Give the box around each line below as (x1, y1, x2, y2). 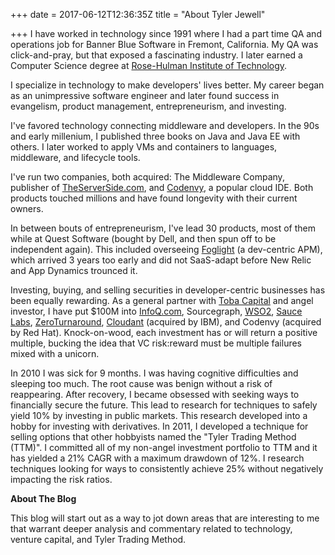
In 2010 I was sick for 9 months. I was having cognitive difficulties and (10, 367, 299, 379)
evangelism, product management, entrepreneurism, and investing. (10, 100, 287, 112)
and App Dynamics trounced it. (10, 265, 138, 276)
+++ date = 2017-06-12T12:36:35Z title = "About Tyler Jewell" (10, 9, 266, 20)
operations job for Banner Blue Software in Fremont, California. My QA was (10, 39, 319, 50)
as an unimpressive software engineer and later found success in (10, 90, 280, 101)
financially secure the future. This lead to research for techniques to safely (10, 399, 318, 411)
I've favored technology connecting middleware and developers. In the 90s (10, 120, 320, 131)
